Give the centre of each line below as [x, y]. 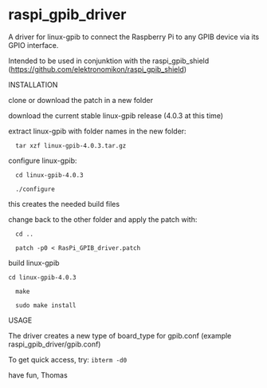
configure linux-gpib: [43, 160]
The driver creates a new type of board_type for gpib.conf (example [120, 335]
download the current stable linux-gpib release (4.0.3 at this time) [116, 115]
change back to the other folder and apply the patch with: [103, 219]
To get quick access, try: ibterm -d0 [68, 359]
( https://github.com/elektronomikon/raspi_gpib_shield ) [98, 69]
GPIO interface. [33, 45]
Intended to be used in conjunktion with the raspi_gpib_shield [109, 61]
